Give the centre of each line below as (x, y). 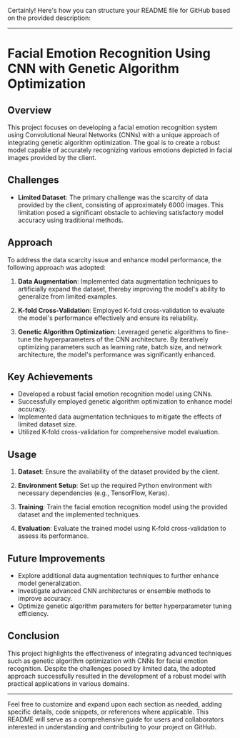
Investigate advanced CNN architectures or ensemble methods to (114, 591)
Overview (30, 110)
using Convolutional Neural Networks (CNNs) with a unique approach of (114, 135)
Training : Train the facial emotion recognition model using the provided (122, 507)
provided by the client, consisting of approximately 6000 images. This (120, 205)
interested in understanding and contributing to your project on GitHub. (112, 727)
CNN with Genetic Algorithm (94, 69)
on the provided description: (49, 18)
